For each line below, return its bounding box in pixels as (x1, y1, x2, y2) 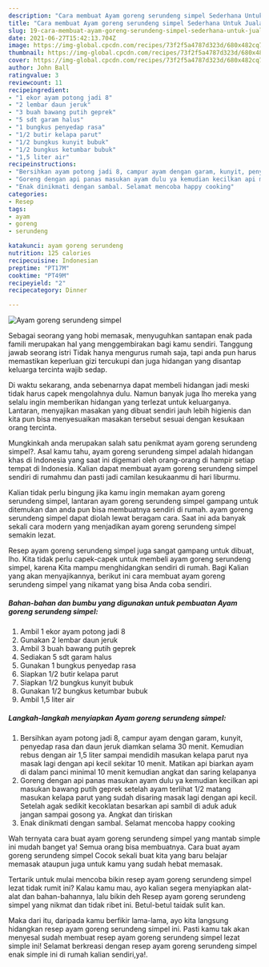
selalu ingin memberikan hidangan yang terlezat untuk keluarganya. (8, 398, 231, 407)
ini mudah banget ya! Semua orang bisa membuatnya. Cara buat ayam (8, 842, 240, 852)
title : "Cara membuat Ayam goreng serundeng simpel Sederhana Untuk (8, 19, 242, 27)
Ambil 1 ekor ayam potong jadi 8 (19, 627, 126, 637)
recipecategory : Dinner (8, 286, 88, 294)
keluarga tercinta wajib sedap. (8, 365, 108, 374)
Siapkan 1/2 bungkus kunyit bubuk (19, 677, 134, 688)
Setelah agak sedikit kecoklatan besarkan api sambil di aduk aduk (19, 801, 238, 811)
